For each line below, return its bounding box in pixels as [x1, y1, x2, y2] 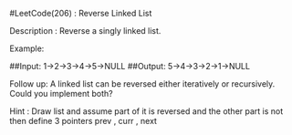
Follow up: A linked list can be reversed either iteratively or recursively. [9, 78, 276, 89]
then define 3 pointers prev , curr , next [9, 116, 158, 126]
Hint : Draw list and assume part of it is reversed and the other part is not [9, 106, 284, 117]
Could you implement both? [9, 88, 113, 99]
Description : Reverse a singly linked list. [9, 26, 162, 36]
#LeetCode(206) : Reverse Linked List [9, 8, 152, 18]
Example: [9, 43, 45, 54]
